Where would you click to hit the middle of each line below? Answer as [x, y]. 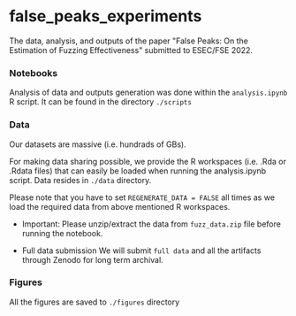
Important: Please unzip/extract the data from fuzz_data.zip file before [151, 224]
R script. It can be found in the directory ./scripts [101, 102]
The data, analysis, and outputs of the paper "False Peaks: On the [129, 41]
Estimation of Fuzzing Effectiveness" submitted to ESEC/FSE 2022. [131, 50]
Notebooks [34, 73]
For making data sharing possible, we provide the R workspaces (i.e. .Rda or [148, 161]
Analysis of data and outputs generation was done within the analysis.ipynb [148, 92]
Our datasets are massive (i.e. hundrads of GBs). [98, 144]
